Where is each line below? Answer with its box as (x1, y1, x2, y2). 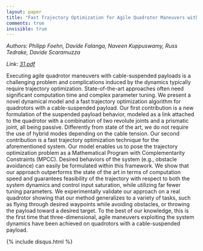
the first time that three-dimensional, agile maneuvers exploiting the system (6, 214, 195, 221)
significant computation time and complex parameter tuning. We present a (6, 91, 192, 99)
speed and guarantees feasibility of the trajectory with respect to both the (6, 175, 190, 182)
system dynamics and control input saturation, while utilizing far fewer (6, 181, 181, 189)
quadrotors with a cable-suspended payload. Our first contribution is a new (6, 104, 194, 112)
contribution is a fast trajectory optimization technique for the (6, 137, 159, 144)
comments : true (6, 20, 45, 26)
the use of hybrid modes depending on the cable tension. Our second (6, 130, 180, 137)
